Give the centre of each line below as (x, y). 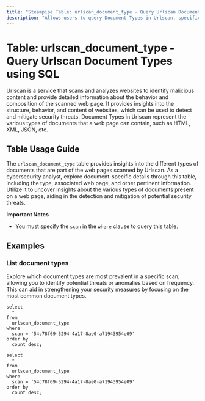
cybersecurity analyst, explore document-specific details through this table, (102, 177)
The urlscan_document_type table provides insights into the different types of (103, 164)
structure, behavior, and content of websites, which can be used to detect (99, 110)
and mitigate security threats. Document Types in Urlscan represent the (96, 117)
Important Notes (28, 215)
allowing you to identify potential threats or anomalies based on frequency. (100, 282)
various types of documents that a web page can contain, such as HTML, (99, 123)
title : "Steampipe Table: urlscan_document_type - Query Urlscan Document (103, 12)
